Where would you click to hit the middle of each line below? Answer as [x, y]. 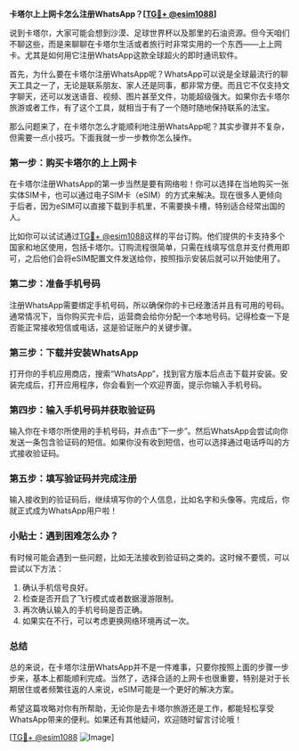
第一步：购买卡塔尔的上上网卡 [73, 162]
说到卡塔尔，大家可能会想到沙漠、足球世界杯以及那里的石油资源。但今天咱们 [149, 33]
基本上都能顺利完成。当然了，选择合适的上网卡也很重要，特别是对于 [157, 678]
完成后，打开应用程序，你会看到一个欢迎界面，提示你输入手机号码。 [141, 384]
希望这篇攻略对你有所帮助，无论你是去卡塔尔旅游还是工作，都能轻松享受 [141, 708]
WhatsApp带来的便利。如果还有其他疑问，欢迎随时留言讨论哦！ [126, 720]
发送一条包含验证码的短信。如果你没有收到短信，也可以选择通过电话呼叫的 [145, 442]
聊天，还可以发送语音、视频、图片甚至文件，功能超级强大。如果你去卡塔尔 [153, 96]
